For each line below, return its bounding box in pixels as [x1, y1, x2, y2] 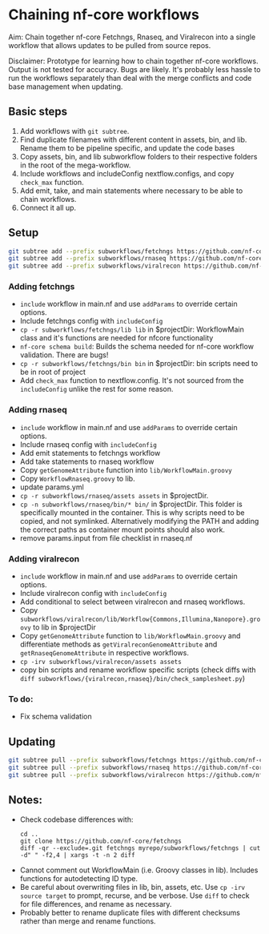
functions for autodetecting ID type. [19, 873, 139, 883]
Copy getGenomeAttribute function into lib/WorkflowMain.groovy [19, 465, 232, 474]
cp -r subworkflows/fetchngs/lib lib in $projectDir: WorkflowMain [19, 324, 244, 334]
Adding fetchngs [8, 281, 75, 292]
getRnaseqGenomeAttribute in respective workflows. [19, 648, 190, 658]
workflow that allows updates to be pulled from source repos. [8, 40, 211, 50]
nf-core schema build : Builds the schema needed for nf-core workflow [19, 342, 255, 352]
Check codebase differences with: [19, 815, 134, 824]
